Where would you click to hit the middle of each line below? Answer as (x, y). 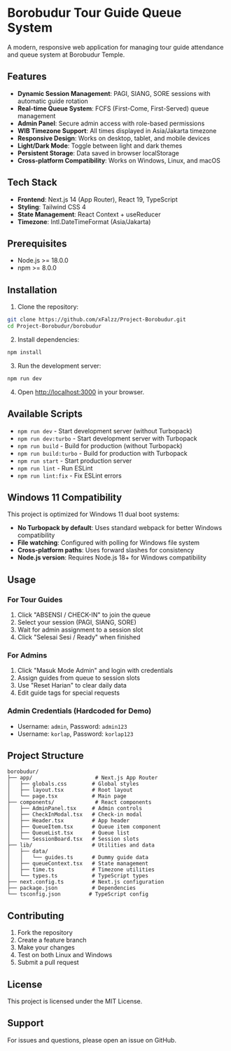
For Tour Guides (35, 599)
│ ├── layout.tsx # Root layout (70, 790)
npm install (24, 352)
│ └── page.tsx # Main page (67, 796)
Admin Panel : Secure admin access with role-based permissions (111, 123)
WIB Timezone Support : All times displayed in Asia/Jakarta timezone (117, 130)
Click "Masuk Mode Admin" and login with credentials (95, 671)
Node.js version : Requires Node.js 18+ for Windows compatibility (112, 557)
